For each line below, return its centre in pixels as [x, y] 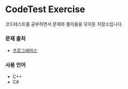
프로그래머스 [25, 51]
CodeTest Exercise [45, 9]
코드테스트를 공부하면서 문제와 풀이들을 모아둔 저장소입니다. [64, 24]
